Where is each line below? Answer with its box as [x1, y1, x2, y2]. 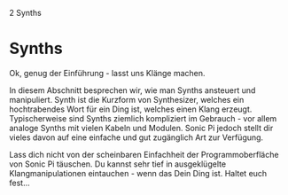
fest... [9, 177, 31, 188]
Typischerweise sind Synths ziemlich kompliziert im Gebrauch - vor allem [9, 113, 277, 123]
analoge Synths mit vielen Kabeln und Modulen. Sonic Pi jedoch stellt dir [9, 122, 274, 133]
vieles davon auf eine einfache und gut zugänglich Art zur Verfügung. [9, 132, 264, 143]
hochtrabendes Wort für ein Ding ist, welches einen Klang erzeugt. [9, 104, 253, 114]
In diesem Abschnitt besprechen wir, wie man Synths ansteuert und [9, 84, 256, 96]
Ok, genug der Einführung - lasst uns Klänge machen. [9, 67, 206, 78]
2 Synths [9, 8, 42, 18]
